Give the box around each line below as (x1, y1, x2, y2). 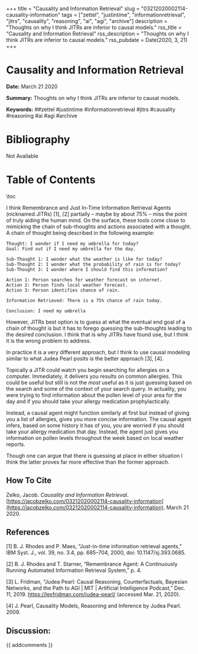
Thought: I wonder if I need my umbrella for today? (6, 241, 139, 247)
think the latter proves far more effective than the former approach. (6, 458, 170, 465)
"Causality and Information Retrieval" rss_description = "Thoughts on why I (6, 30, 189, 37)
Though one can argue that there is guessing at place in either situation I (6, 452, 183, 459)
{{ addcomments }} (6, 642, 53, 649)
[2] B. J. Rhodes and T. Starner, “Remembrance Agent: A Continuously (6, 561, 178, 568)
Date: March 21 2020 (6, 83, 58, 90)
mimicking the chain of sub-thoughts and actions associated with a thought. (6, 223, 191, 230)
